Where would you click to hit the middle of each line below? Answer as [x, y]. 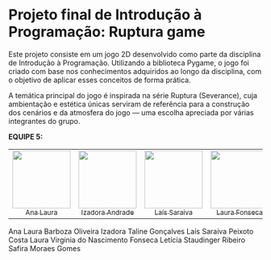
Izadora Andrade [108, 212]
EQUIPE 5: [25, 136]
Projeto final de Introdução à [105, 15]
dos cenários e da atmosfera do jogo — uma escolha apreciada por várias [131, 112]
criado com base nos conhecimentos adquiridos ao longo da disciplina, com [135, 71]
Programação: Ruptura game [107, 32]
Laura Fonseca [240, 212]
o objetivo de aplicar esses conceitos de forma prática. [100, 80]
